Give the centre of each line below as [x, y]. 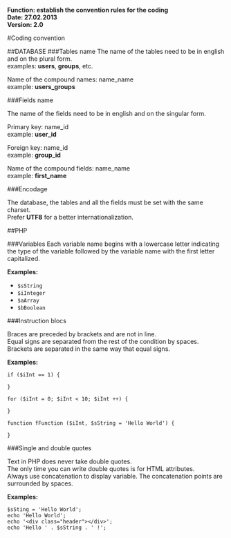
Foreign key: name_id [37, 147]
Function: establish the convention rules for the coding [88, 10]
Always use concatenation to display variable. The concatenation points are [115, 476]
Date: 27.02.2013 [32, 17]
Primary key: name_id [38, 127]
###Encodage [27, 189]
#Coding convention [36, 38]
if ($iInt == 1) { [34, 375]
